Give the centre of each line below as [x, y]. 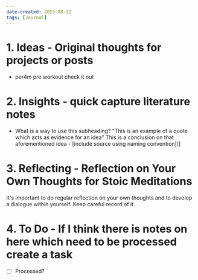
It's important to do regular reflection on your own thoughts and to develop [99, 198]
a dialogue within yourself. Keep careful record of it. [71, 204]
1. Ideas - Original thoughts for [84, 47]
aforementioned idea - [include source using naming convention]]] [98, 144]
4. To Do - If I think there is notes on [97, 229]
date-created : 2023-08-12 [39, 12]
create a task [40, 254]
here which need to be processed [91, 242]
